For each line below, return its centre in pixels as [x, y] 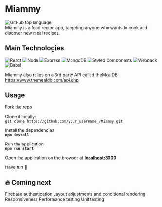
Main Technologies [35, 48]
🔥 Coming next [28, 182]
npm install [17, 135]
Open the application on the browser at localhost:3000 [61, 158]
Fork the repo [19, 107]
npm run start [19, 148]
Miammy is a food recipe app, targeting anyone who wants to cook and [76, 27]
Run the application [24, 144]
